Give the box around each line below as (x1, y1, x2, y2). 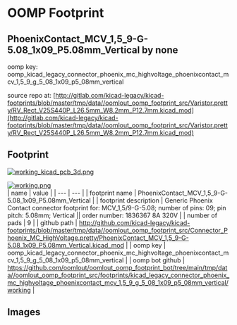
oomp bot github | (133, 255, 186, 265)
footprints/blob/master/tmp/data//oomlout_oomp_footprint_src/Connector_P (7, 226, 228, 234)
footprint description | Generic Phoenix (99, 196, 213, 205)
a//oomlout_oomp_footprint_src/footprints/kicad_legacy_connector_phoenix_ (7, 271, 230, 279)
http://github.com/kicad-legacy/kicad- (78, 218, 190, 227)
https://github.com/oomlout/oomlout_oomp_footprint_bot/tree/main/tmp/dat (7, 263, 228, 272)
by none (142, 44, 178, 56)
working (7, 286, 32, 294)
